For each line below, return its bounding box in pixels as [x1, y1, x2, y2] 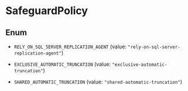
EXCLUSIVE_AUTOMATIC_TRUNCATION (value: [13, 60, 111, 68]
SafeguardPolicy [5, 4, 88, 18]
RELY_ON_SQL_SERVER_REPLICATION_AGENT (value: [13, 43, 127, 50]
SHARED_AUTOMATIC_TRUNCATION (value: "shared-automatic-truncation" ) [13, 78, 183, 85]
